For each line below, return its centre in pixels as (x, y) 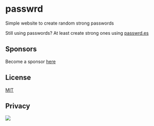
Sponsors (21, 49)
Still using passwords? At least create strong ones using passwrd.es (77, 33)
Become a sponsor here (31, 61)
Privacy (18, 106)
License (18, 78)
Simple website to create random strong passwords (60, 23)
